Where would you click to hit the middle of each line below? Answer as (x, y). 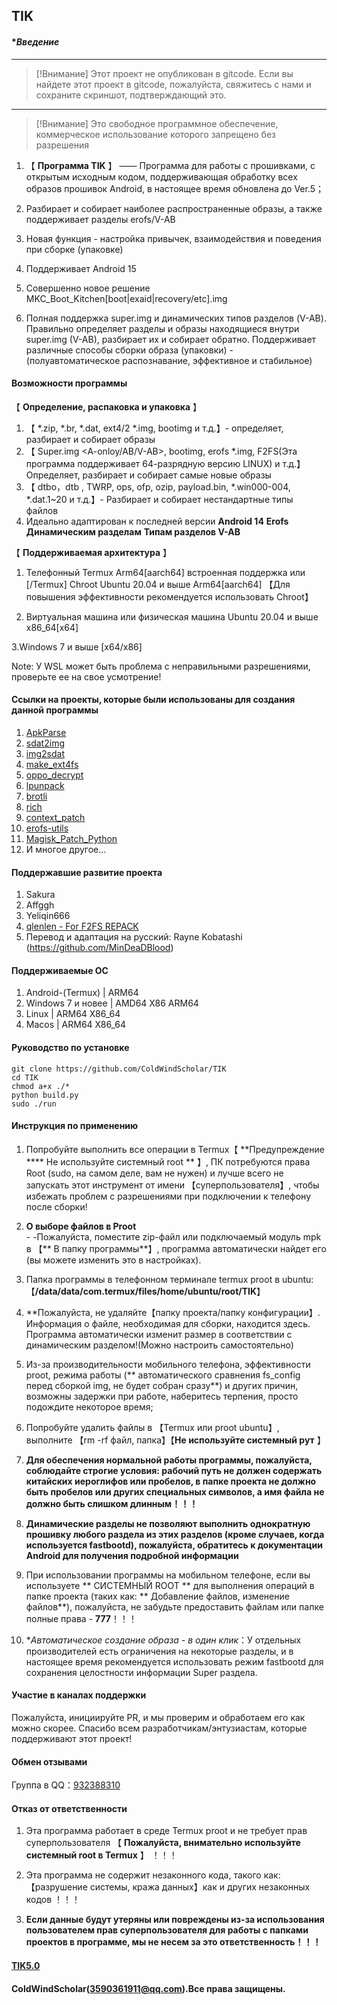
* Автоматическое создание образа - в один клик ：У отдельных (163, 1640)
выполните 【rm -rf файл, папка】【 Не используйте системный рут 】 (175, 1440)
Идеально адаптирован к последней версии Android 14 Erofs (157, 521)
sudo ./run (34, 1104)
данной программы (55, 710)
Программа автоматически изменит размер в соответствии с (159, 1334)
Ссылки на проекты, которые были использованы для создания (153, 700)
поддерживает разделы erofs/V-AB (100, 219)
